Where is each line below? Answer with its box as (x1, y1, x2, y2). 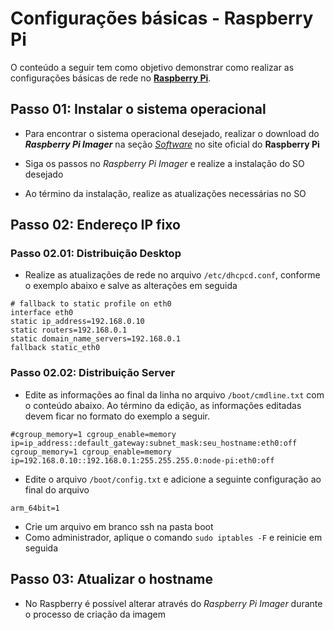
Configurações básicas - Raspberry (10, 7, 314, 30)
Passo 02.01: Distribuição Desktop (10, 247, 182, 261)
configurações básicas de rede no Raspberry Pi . (10, 72, 212, 84)
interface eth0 (10, 308, 74, 318)
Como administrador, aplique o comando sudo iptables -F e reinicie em (24, 531, 323, 543)
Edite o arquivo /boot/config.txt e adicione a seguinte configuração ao (24, 473, 322, 485)
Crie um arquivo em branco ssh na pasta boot (24, 520, 214, 532)
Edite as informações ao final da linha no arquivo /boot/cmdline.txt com (24, 388, 325, 401)
